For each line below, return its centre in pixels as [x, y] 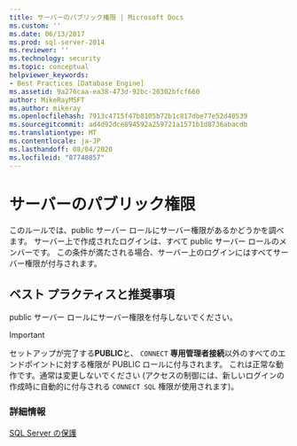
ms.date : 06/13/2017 [47, 34]
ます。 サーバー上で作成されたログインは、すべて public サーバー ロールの [144, 241]
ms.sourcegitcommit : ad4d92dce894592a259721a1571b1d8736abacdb [129, 125]
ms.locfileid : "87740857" [57, 157]
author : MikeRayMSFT [47, 100]
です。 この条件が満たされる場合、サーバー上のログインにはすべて [153, 253]
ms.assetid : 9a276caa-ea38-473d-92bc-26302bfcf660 [105, 91]
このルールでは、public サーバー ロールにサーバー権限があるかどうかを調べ [147, 231]
